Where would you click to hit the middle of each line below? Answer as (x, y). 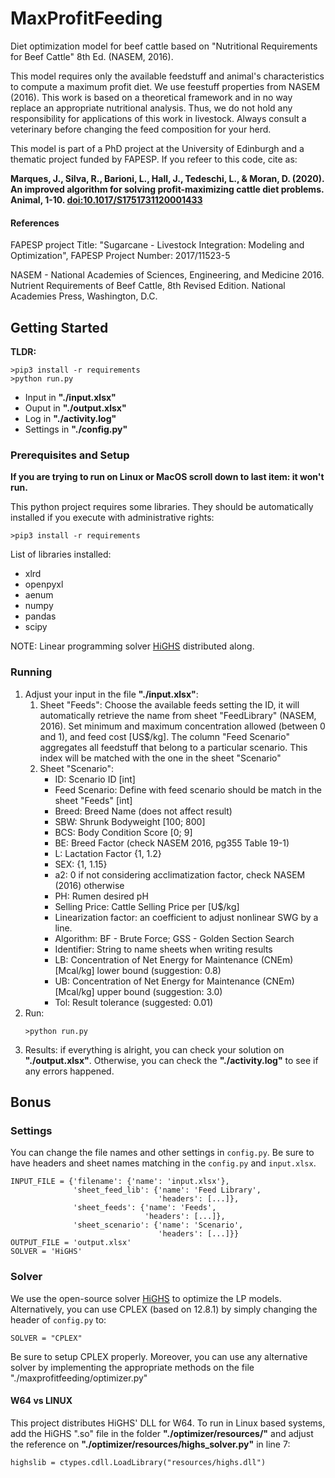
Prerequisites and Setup (70, 455)
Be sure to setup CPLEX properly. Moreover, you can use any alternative (159, 1356)
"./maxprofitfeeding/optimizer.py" (79, 1378)
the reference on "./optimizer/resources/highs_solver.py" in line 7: (150, 1444)
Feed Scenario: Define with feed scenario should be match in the (188, 789)
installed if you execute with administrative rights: (112, 518)
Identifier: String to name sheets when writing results (163, 949)
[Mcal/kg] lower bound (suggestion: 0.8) (138, 970)
